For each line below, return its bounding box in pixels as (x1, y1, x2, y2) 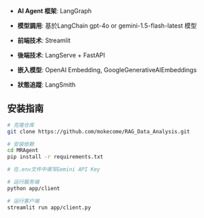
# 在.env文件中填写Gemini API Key (7, 166, 100, 173)
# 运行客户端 (7, 197, 39, 204)
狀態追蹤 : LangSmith (17, 81, 76, 89)
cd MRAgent (7, 147, 39, 154)
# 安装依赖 (7, 140, 35, 148)
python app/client (7, 185, 60, 192)
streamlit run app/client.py (7, 204, 91, 211)
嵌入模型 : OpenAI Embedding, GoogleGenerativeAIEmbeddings (17, 66, 197, 74)
